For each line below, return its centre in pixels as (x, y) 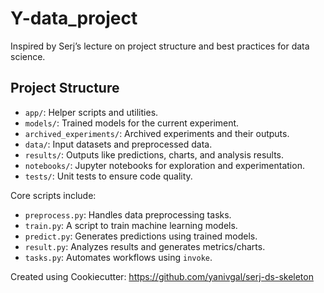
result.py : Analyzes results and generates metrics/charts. (145, 246)
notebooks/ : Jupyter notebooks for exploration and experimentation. (164, 165)
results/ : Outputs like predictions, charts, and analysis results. (154, 154)
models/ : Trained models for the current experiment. (132, 123)
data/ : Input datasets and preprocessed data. (118, 144)
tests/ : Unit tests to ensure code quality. (108, 176)
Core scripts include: (53, 195)
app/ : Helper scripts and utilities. (91, 112)
